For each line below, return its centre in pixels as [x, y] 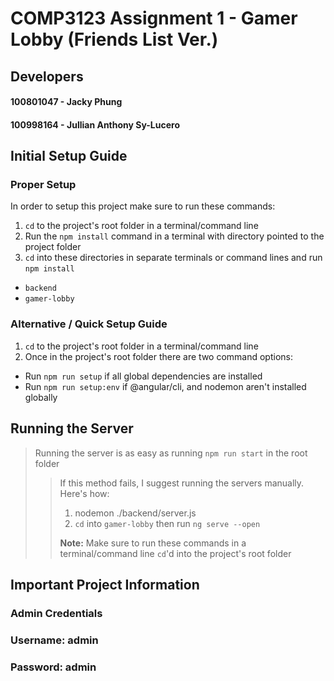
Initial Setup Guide [69, 156]
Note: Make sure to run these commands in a [153, 543]
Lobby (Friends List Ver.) [114, 39]
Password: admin [53, 667]
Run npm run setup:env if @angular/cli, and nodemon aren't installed [165, 386]
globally [41, 397]
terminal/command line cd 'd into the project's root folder [175, 553]
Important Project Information [105, 584]
